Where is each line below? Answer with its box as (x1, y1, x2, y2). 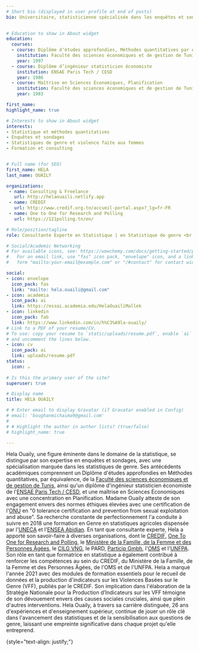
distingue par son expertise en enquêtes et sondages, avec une (6, 457, 162, 464)
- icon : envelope (6, 275, 49, 281)
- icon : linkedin (6, 309, 49, 315)
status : (6, 358, 25, 364)
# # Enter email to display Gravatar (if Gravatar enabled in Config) (6, 407, 184, 413)
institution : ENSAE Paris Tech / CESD (17, 69, 113, 75)
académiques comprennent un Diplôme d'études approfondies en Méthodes (6, 469, 192, 477)
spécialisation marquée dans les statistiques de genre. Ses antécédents (6, 463, 181, 470)
